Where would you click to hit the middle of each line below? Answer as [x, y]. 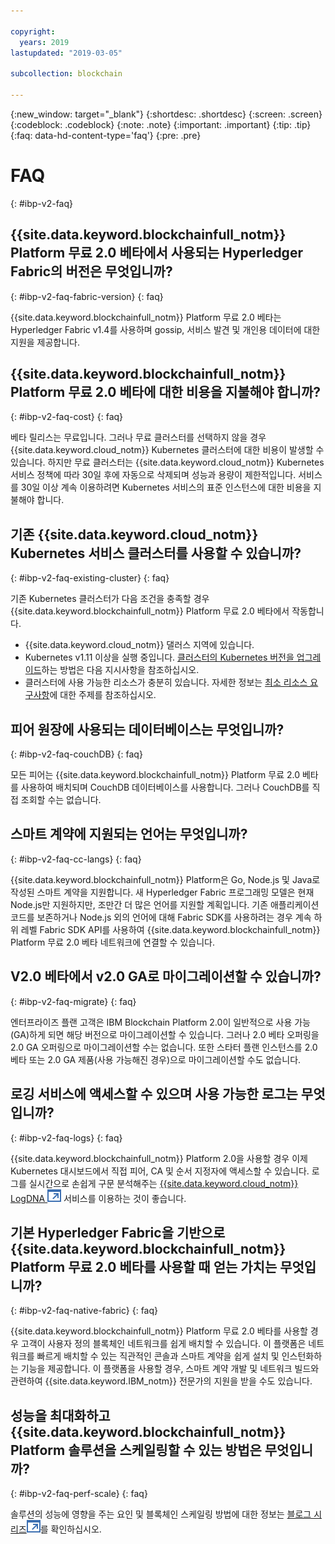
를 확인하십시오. [70, 1529]
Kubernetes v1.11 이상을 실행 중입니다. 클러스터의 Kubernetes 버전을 [159, 657]
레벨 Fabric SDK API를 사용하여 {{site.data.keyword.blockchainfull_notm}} [170, 929]
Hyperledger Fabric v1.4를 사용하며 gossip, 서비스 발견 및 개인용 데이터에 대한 [165, 329]
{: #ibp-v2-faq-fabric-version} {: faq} [87, 296]
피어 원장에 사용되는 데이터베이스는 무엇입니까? [147, 729]
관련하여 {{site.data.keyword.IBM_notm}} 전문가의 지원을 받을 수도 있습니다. [161, 1381]
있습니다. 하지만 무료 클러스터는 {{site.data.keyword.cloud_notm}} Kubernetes [167, 462]
